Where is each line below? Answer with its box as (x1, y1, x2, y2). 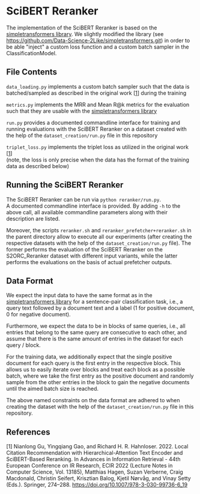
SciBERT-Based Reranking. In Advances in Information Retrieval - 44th (6, 456, 181, 463)
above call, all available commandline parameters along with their (6, 208, 168, 215)
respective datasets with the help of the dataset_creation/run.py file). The (6, 239, 191, 247)
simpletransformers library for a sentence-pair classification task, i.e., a (6, 298, 183, 306)
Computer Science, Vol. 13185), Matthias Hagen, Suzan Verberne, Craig (6, 468, 183, 475)
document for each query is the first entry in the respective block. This (6, 360, 181, 367)
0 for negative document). (6, 311, 71, 318)
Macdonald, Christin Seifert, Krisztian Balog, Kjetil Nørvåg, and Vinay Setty (6, 475, 191, 482)
